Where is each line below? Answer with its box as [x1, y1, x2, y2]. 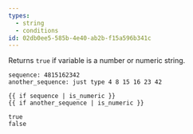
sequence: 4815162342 [8, 71, 81, 80]
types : [8, 11, 30, 20]
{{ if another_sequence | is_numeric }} [8, 99, 145, 108]
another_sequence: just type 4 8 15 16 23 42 [8, 78, 162, 86]
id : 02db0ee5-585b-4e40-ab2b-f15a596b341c [8, 33, 152, 42]
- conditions [15, 26, 59, 34]
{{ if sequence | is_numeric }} [8, 93, 116, 100]
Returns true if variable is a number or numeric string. [8, 56, 186, 65]
